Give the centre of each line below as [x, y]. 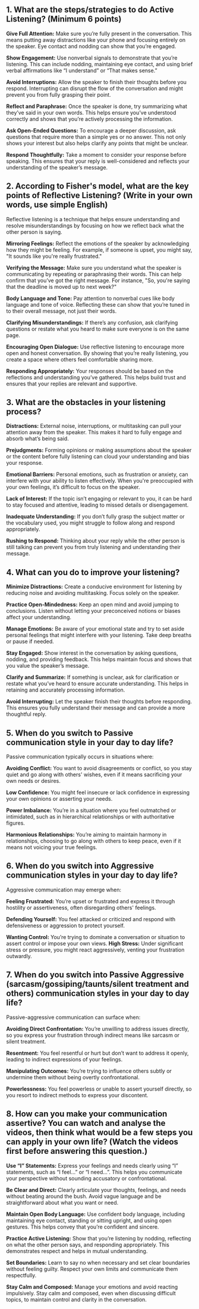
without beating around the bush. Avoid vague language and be [84, 1196]
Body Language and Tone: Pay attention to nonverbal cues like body [91, 298]
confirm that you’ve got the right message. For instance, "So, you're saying [98, 280]
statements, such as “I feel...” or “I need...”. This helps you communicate [94, 1172]
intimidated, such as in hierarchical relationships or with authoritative [90, 817]
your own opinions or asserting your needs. [59, 799]
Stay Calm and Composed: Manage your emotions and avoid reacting [92, 1287]
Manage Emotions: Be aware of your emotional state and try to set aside [95, 629]
